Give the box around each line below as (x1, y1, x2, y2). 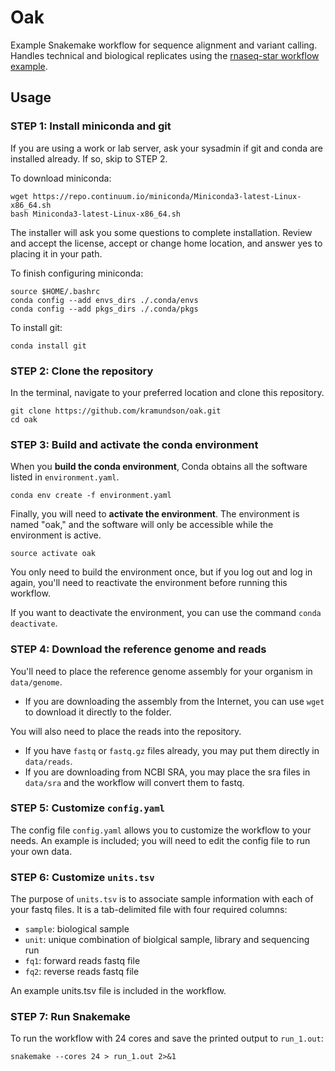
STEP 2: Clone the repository (10, 364, 154, 378)
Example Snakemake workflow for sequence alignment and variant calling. (10, 39, 318, 51)
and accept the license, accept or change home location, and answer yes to (10, 237, 323, 249)
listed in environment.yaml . (10, 471, 120, 483)
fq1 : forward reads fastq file (24, 955, 141, 967)
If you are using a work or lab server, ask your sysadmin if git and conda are (10, 142, 324, 154)
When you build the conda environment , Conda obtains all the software (10, 461, 308, 473)
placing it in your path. (10, 247, 103, 260)
